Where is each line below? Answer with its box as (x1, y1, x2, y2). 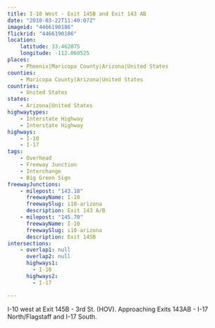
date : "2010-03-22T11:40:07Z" (7, 17, 97, 24)
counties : (7, 69, 37, 76)
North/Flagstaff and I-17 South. (7, 312, 97, 321)
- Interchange (20, 167, 61, 175)
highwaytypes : (7, 109, 49, 116)
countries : (7, 83, 39, 90)
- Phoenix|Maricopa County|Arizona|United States (20, 63, 169, 70)
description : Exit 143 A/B (25, 207, 106, 214)
